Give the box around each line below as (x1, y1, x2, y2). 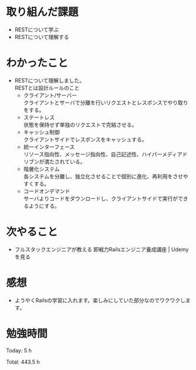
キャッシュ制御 (23, 128, 60, 136)
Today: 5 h (6, 346, 32, 354)
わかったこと (6, 57, 69, 70)
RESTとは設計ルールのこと (14, 84, 80, 91)
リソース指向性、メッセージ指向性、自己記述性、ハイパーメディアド (23, 150, 188, 158)
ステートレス (23, 113, 55, 121)
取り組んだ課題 (6, 5, 79, 19)
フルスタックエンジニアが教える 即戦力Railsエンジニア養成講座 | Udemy (14, 245, 189, 253)
